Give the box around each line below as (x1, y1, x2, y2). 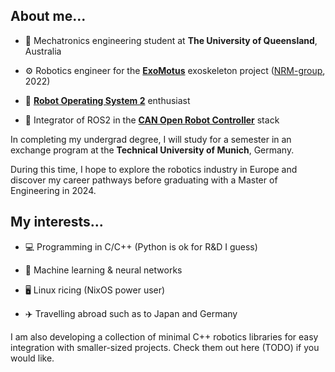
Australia (24, 45, 62, 57)
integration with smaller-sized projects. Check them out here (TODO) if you (10, 341, 320, 353)
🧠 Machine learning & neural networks (24, 264, 183, 276)
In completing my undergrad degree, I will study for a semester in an (10, 133, 292, 145)
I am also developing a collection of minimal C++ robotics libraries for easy (10, 330, 319, 343)
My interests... (10, 214, 104, 231)
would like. (10, 352, 55, 364)
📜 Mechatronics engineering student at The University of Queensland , (24, 34, 318, 46)
